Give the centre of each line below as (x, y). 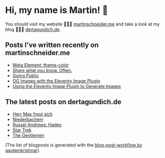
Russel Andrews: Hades (37, 124)
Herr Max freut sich (32, 114)
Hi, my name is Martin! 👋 (57, 10)
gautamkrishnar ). (23, 150)
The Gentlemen (28, 135)
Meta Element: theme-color (40, 65)
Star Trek (22, 130)
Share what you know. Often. (42, 70)
